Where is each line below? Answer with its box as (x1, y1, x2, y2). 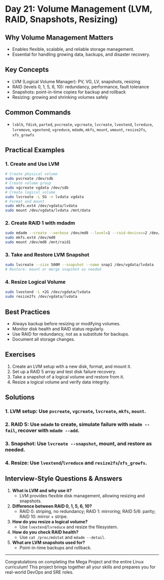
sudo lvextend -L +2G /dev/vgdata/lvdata (5, 290, 91, 294)
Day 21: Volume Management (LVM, (5, 3, 153, 15)
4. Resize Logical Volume (5, 279, 66, 286)
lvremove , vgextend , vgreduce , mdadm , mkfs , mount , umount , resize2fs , (12, 126, 147, 133)
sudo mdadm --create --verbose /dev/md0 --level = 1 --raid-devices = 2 (5, 231, 147, 236)
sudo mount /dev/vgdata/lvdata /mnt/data (5, 208, 91, 213)
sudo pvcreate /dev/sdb (5, 176, 54, 181)
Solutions (5, 393, 35, 402)
